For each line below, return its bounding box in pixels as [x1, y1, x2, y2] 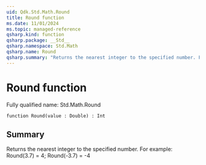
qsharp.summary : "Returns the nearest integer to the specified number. [6, 54, 196, 61]
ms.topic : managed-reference [6, 26, 81, 32]
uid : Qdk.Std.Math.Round [6, 9, 70, 15]
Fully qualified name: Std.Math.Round [6, 101, 101, 108]
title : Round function [6, 15, 64, 21]
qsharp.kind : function [6, 32, 64, 38]
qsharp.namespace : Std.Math [6, 43, 78, 50]
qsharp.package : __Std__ [6, 37, 70, 43]
